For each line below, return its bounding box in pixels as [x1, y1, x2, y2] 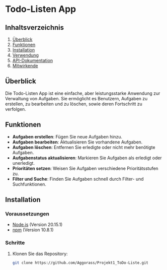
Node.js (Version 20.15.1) [12, 222, 63, 228]
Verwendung [12, 52, 39, 58]
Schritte [5, 239, 25, 246]
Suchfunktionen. [12, 181, 46, 187]
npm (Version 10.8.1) [12, 227, 54, 233]
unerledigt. [12, 160, 35, 166]
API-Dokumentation [12, 58, 53, 63]
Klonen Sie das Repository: [12, 251, 68, 257]
